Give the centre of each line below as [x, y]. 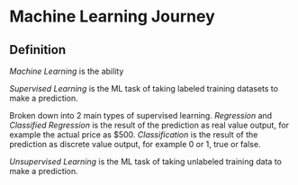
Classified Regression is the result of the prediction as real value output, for [149, 125]
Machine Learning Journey [113, 17]
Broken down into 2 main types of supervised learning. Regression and [141, 115]
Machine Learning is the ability [67, 71]
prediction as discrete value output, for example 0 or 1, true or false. [135, 144]
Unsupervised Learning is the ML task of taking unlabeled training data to [145, 162]
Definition [37, 50]
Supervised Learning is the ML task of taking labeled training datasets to [144, 88]
